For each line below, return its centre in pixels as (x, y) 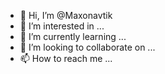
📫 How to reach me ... (66, 58)
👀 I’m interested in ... (62, 26)
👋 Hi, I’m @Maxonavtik (66, 15)
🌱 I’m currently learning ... (73, 36)
